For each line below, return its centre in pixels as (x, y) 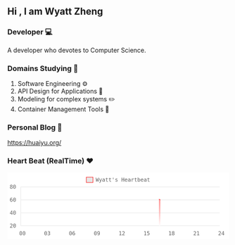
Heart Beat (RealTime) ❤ (50, 161)
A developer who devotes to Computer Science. (77, 50)
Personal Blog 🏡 (35, 127)
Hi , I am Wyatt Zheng (55, 12)
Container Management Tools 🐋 (63, 109)
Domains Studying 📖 (43, 68)
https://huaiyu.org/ (34, 143)
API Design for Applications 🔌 (60, 91)
